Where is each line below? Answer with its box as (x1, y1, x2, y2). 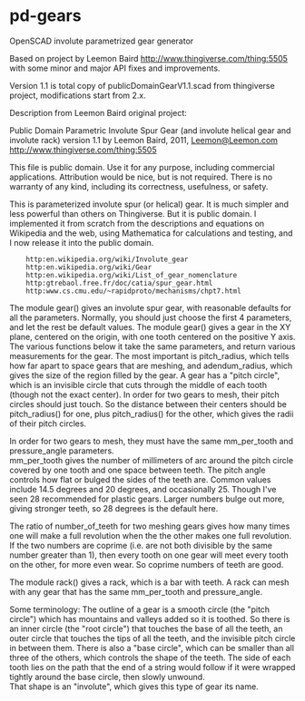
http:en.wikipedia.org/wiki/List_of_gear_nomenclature (25, 270, 238, 279)
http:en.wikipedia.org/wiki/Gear (25, 262, 152, 272)
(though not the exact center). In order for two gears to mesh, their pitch (9, 389, 280, 400)
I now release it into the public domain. (9, 237, 154, 248)
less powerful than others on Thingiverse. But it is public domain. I (9, 208, 257, 219)
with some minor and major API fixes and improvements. (9, 63, 221, 73)
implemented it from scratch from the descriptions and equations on (9, 218, 265, 229)
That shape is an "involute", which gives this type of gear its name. (9, 681, 259, 692)
